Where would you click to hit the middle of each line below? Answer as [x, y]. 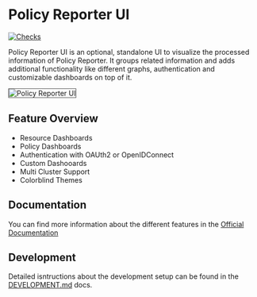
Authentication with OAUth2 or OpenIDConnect [97, 154]
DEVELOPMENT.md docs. [50, 285]
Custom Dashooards [53, 163]
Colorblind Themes [51, 179]
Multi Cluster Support [55, 172]
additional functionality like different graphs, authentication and [112, 68]
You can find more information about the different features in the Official [126, 224]
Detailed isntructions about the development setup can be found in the [124, 276]
